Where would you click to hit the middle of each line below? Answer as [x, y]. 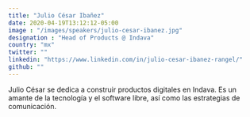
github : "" [26, 67]
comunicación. [33, 106]
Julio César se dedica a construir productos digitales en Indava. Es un [122, 89]
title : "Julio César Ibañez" [56, 15]
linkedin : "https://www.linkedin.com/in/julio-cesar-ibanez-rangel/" [126, 60]
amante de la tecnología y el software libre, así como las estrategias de [124, 98]
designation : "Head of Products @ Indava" [81, 38]
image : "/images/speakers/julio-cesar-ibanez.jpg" [95, 30]
